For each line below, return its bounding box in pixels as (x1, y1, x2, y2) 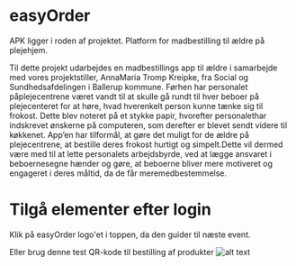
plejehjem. (9, 44, 48, 55)
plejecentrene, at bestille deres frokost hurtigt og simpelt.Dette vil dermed (9, 139, 283, 150)
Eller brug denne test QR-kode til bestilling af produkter (9, 246, 214, 257)
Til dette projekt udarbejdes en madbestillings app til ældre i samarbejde (9, 62, 278, 73)
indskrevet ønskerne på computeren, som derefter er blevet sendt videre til (9, 119, 288, 131)
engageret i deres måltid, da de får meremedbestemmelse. (9, 168, 228, 179)
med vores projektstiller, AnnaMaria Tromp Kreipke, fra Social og (9, 71, 249, 82)
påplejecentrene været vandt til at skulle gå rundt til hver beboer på (9, 91, 259, 102)
